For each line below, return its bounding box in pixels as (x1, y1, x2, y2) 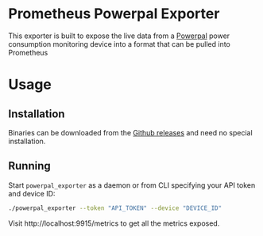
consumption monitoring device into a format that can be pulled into (8, 39, 230, 48)
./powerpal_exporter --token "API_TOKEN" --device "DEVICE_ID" (8, 204, 222, 212)
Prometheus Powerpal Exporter (8, 5, 220, 23)
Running (8, 159, 52, 173)
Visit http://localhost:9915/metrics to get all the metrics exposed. (8, 219, 220, 228)
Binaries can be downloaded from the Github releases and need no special (8, 128, 253, 137)
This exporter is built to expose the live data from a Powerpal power (8, 31, 230, 40)
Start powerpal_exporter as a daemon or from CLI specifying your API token (8, 180, 256, 190)
